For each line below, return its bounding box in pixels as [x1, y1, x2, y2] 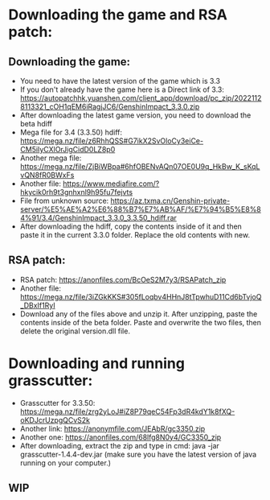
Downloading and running [8, 354, 185, 372]
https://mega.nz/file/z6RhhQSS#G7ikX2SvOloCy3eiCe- [19, 136, 203, 146]
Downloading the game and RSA [8, 6, 227, 24]
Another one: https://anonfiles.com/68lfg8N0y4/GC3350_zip [19, 432, 222, 442]
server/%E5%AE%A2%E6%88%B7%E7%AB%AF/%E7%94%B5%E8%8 [19, 205, 261, 214]
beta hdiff [19, 119, 53, 128]
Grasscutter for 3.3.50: [19, 398, 96, 407]
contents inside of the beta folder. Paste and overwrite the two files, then [19, 317, 262, 327]
